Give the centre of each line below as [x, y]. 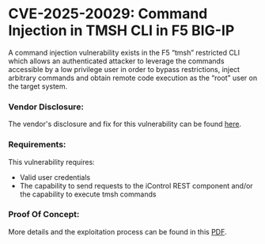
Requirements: [37, 145]
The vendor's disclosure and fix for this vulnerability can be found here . [125, 124]
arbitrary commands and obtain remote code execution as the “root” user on [133, 78]
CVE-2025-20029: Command [108, 14]
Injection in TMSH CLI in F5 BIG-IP [121, 30]
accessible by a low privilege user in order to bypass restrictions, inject [124, 69]
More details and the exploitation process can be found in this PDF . [117, 231]
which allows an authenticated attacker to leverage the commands [116, 61]
